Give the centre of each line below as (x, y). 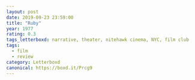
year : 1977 (20, 29)
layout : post (22, 12)
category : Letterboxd (33, 62)
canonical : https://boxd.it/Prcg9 (49, 68)
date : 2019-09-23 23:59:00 (40, 17)
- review (22, 57)
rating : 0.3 (21, 34)
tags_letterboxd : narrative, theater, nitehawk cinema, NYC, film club (97, 40)
